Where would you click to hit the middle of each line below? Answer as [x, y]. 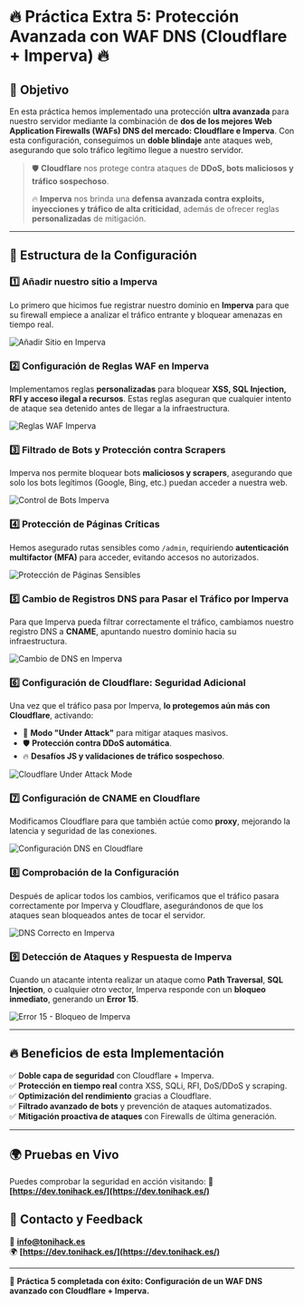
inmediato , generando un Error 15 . [74, 1000]
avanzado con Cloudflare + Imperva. [80, 1290]
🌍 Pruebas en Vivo [64, 1155]
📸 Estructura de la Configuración [103, 256]
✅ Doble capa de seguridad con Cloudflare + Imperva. [112, 1075]
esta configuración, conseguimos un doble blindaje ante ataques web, [141, 140]
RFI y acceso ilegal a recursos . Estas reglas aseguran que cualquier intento [151, 398]
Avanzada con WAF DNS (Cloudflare [148, 37]
